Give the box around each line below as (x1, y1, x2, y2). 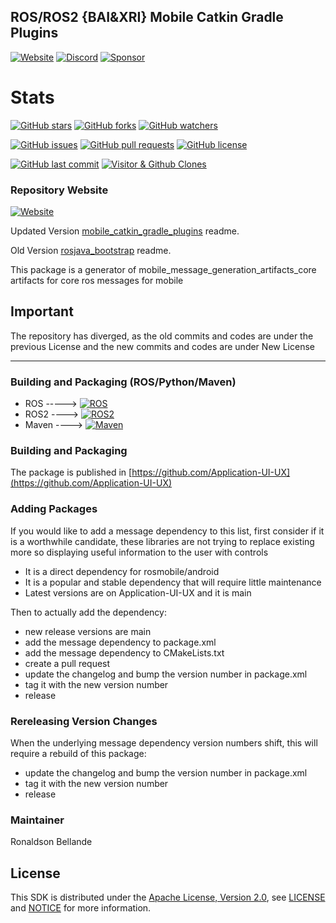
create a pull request (24, 657, 111, 669)
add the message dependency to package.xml (24, 636, 217, 648)
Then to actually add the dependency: (10, 606, 167, 618)
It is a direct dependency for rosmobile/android (24, 565, 220, 577)
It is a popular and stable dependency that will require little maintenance (24, 576, 322, 588)
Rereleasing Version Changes (10, 714, 158, 728)
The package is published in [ (10, 466, 133, 479)
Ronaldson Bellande (10, 836, 93, 848)
